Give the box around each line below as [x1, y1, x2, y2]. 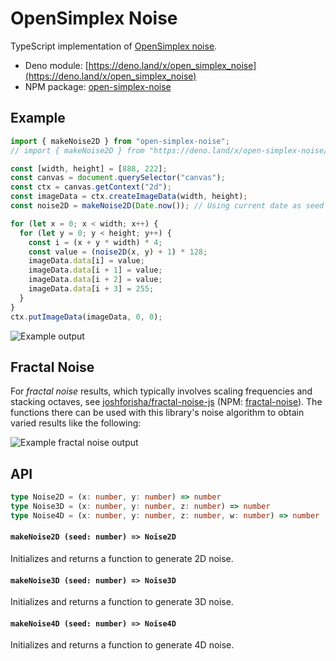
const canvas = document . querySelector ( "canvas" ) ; [10, 173, 226, 183]
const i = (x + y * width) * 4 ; [28, 237, 163, 247]
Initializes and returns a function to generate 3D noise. [10, 596, 234, 608]
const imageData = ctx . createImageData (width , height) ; [10, 192, 248, 202]
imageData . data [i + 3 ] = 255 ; [28, 284, 155, 294]
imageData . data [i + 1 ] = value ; [28, 265, 163, 276]
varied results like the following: [10, 417, 142, 429]
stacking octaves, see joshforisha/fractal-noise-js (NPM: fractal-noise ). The [10, 396, 323, 408]
